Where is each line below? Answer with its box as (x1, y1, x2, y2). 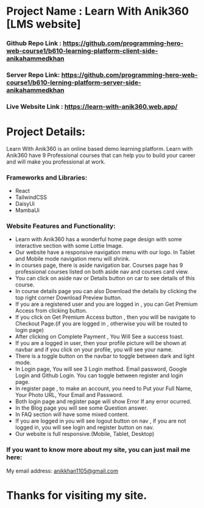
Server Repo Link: (6, 71, 60, 79)
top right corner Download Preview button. (15, 294, 123, 302)
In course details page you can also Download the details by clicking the (15, 288, 197, 295)
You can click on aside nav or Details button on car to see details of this (15, 275, 195, 282)
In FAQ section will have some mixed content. (15, 411, 129, 418)
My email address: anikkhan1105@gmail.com (6, 467, 119, 474)
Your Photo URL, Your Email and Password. (15, 391, 124, 399)
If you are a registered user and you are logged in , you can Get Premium (15, 300, 198, 308)
